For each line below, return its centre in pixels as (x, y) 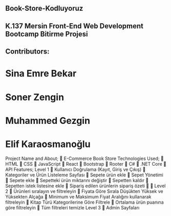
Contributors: (27, 52)
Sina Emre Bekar (41, 74)
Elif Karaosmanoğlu (48, 144)
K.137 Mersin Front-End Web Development (74, 26)
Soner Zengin (35, 97)
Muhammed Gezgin (48, 121)
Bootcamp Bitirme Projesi (47, 34)
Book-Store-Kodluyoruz (44, 8)
